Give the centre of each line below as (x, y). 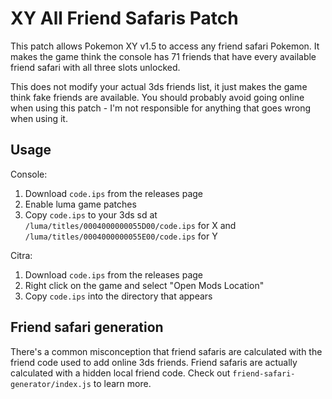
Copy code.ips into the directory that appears (118, 296)
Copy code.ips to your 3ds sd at (91, 214)
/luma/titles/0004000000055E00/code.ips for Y (121, 236)
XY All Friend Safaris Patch (124, 18)
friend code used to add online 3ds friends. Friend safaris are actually (154, 362)
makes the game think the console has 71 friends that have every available (163, 56)
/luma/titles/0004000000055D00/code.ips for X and (130, 225)
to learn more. (122, 383)
